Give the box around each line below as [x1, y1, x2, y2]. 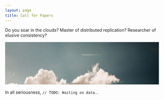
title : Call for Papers [5, 13, 54, 18]
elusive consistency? [5, 32, 47, 38]
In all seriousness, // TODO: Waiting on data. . [5, 89, 99, 95]
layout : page [5, 8, 32, 13]
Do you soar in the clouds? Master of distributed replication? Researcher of [5, 27, 156, 33]
